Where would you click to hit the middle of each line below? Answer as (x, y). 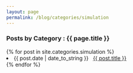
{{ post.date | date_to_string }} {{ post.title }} (70, 58)
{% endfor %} (23, 65)
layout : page (23, 12)
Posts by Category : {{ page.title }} (58, 39)
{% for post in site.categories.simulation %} (60, 51)
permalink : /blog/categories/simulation (58, 17)
